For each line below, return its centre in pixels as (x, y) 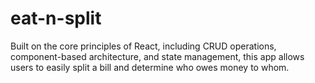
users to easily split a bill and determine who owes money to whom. (150, 67)
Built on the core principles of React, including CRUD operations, (143, 46)
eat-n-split (56, 18)
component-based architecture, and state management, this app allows (157, 56)
